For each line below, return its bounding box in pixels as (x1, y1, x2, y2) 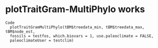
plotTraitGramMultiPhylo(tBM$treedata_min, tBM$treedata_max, (10, 24, 145, 30)
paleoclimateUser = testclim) (10, 38, 74, 43)
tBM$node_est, (5, 29, 36, 34)
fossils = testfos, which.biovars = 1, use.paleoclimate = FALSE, (10, 33, 154, 38)
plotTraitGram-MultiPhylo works (5, 4, 145, 15)
